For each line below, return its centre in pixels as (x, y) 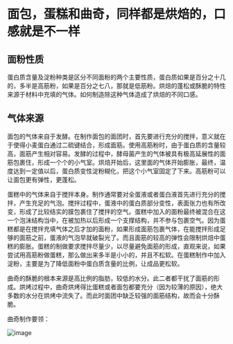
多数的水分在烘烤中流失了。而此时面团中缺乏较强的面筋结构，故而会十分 (110, 296)
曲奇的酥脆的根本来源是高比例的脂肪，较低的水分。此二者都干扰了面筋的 (110, 278)
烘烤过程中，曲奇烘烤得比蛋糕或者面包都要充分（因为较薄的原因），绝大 (121, 287)
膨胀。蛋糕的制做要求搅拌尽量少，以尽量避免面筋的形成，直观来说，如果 (122, 246)
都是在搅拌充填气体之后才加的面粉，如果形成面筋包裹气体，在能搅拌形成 (116, 228)
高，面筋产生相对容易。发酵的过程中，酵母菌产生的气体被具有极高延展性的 (113, 154)
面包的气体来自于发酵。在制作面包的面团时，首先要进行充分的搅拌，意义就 (113, 136)
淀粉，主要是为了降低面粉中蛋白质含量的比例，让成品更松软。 (95, 263)
